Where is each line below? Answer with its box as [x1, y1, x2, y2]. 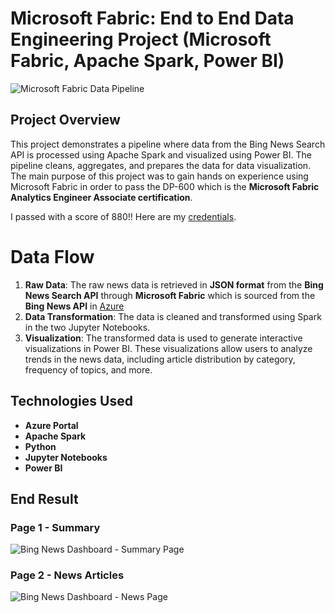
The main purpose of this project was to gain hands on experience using [10, 170, 309, 182]
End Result [10, 490, 79, 507]
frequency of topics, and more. [24, 363, 153, 376]
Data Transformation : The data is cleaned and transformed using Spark [24, 310, 322, 322]
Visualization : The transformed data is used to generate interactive [24, 332, 303, 344]
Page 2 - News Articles [10, 568, 125, 582]
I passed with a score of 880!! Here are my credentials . [10, 210, 237, 222]
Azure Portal [24, 419, 79, 431]
